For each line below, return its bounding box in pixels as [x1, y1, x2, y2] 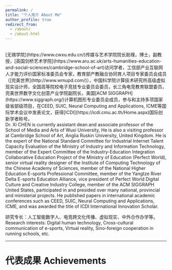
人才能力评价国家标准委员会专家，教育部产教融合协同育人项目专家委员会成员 [5, 71, 167, 77]
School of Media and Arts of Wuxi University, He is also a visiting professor [5, 127, 164, 133]
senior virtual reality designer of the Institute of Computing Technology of [5, 160, 161, 166]
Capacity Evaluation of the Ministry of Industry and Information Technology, [5, 143, 165, 149]
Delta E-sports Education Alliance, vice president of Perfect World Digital [5, 176, 159, 182]
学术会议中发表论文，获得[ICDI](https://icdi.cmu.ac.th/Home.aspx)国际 [9, 109, 159, 115]
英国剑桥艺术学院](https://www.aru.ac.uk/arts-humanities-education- [16, 58, 162, 64]
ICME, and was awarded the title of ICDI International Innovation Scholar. [5, 203, 159, 209]
